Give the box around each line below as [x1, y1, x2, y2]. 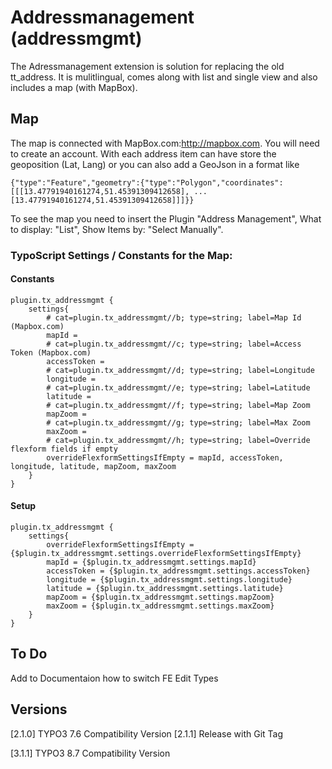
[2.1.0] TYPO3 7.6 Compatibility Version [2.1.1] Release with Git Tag [10, 727, 284, 740]
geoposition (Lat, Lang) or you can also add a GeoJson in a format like [10, 158, 300, 170]
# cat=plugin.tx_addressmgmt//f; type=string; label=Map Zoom [46, 400, 311, 410]
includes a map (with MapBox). [10, 81, 138, 93]
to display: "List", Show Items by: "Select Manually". [10, 223, 224, 235]
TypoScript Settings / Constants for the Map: [10, 248, 233, 262]
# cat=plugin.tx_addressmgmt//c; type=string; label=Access [46, 339, 302, 349]
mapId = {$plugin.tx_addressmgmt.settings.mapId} [46, 557, 257, 568]
